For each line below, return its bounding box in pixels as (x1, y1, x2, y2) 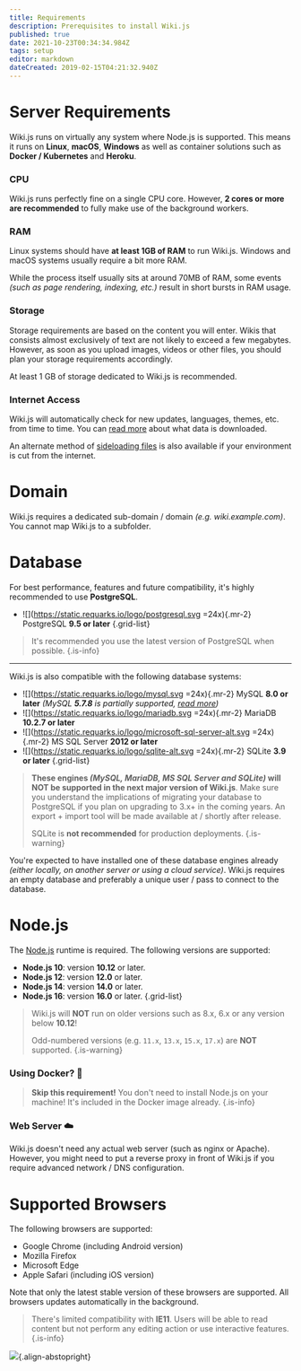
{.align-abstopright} (18, 1351, 91, 1362)
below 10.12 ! (30, 1017, 78, 1028)
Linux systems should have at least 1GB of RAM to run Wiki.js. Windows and (9, 246, 291, 257)
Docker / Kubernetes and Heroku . (9, 150, 137, 162)
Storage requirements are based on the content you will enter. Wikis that (9, 325, 277, 336)
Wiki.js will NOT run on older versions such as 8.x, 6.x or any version (30, 1008, 285, 1018)
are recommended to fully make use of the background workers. (9, 203, 249, 214)
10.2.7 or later (21, 717, 75, 728)
